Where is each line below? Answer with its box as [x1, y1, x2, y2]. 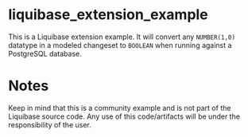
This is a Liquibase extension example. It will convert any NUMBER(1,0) [8, 32, 236, 41]
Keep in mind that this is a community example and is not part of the [8, 103, 231, 112]
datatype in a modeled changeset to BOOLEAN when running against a [8, 40, 232, 49]
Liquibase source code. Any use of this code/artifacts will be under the [8, 112, 241, 121]
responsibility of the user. [8, 119, 91, 129]
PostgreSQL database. [8, 49, 82, 58]
